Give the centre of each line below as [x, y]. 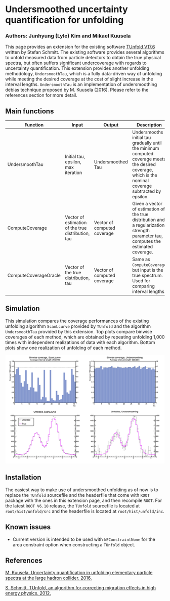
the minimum [146, 148]
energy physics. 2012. [28, 593]
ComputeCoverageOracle [34, 275]
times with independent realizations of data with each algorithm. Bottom [80, 342]
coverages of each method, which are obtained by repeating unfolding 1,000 [85, 337]
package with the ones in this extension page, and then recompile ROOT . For [84, 500]
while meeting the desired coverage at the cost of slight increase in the [79, 79]
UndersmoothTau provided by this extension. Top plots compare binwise [79, 331]
